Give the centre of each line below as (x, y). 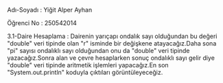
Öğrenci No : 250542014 (42, 23)
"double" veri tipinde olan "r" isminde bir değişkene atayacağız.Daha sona (112, 43)
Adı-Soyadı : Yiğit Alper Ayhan (50, 10)
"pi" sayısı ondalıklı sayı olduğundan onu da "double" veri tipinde (98, 51)
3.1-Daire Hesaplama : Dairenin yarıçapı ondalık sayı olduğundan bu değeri (112, 36)
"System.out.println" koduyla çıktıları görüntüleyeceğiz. (85, 72)
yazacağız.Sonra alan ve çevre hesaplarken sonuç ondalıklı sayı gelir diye (111, 58)
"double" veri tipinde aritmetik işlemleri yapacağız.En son (88, 65)
